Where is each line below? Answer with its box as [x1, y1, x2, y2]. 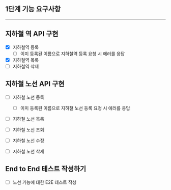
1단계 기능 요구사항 [5, 5, 61, 14]
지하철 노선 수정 [12, 137, 44, 144]
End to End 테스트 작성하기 [5, 165, 87, 173]
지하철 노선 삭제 [12, 148, 44, 154]
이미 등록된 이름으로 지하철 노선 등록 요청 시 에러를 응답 [20, 105, 131, 111]
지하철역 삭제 [12, 63, 39, 69]
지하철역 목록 [12, 57, 39, 63]
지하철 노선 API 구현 [5, 79, 65, 88]
